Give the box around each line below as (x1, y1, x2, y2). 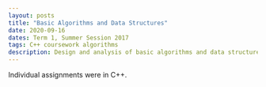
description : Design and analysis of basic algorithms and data (8, 48, 225, 56)
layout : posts (8, 11, 55, 20)
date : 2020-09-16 (8, 26, 66, 34)
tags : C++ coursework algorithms (8, 41, 119, 49)
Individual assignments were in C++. (8, 70, 127, 79)
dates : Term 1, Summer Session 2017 (8, 33, 129, 42)
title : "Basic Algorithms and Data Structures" (8, 19, 169, 27)
